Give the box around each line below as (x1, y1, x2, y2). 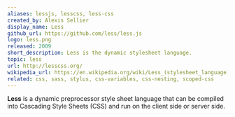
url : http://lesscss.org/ (7, 62, 83, 69)
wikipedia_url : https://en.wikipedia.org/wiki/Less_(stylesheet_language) (7, 69, 230, 76)
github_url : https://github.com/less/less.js (7, 29, 142, 37)
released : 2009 (7, 43, 52, 50)
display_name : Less (7, 23, 64, 30)
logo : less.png (7, 36, 52, 43)
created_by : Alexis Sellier (7, 17, 90, 24)
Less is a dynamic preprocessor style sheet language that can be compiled (7, 95, 224, 103)
